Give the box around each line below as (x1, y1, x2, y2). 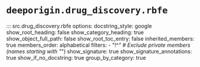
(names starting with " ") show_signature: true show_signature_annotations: (6, 47, 192, 55)
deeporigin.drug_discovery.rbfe (6, 5, 168, 16)
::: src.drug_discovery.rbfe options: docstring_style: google (6, 22, 152, 29)
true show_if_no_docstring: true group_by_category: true (6, 54, 146, 61)
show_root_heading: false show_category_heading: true (6, 29, 144, 36)
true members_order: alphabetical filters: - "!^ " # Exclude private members (6, 41, 191, 48)
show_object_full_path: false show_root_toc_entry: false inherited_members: (6, 35, 195, 42)
